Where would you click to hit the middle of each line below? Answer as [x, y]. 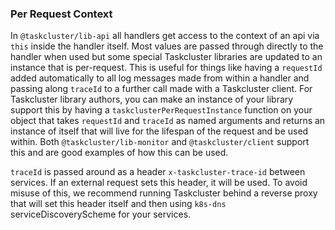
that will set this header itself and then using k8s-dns [118, 204]
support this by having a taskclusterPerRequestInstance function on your [161, 110]
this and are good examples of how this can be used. [119, 153]
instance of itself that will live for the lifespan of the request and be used [159, 131]
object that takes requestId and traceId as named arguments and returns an [168, 121]
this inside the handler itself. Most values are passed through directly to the [167, 46]
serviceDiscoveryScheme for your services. [101, 214]
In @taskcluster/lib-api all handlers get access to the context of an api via [165, 36]
